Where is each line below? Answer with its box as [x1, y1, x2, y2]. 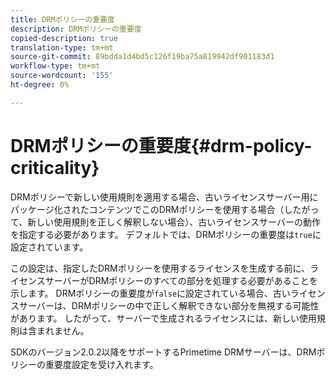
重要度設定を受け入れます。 [44, 358, 159, 370]
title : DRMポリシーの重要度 [10, 14, 115, 25]
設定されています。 [10, 241, 89, 253]
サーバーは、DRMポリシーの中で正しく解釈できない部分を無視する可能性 [18, 299, 320, 311]
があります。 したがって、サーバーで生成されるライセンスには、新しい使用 [10, 312, 317, 324]
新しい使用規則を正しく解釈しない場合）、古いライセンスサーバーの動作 [27, 216, 321, 228]
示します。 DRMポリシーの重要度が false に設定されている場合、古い [10, 287, 291, 299]
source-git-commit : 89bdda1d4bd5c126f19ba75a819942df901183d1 [10, 52, 275, 62]
